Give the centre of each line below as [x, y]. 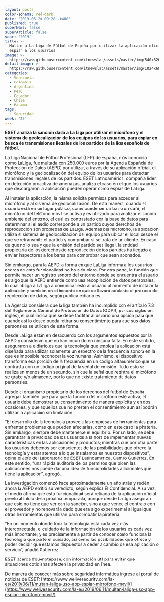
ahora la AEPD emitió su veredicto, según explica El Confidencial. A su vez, [81, 488]
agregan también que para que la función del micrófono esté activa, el [76, 396]
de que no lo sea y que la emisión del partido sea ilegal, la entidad [72, 245]
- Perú [16, 91]
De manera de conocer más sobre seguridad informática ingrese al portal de [82, 574]
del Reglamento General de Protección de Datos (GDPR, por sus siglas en [79, 310]
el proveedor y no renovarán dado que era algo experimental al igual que [78, 509]
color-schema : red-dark [29, 14]
